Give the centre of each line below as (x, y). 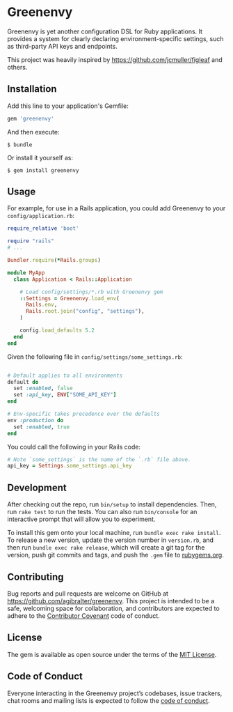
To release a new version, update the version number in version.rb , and (111, 540)
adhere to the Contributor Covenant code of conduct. (83, 616)
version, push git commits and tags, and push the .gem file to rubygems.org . (116, 555)
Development (37, 487)
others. (17, 67)
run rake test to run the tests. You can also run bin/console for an (102, 512)
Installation (32, 89)
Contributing (35, 576)
